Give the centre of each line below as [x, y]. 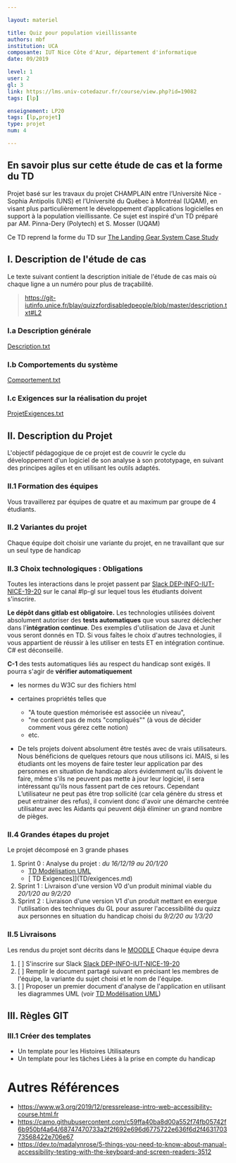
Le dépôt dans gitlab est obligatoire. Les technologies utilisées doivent [111, 613]
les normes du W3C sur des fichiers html [77, 685]
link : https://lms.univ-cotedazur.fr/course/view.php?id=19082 [102, 91]
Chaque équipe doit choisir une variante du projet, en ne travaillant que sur [116, 543]
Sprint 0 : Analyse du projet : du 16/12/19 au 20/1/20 [93, 863]
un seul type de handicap [44, 550]
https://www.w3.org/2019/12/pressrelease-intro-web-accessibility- [115, 1107]
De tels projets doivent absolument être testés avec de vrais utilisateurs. [122, 749]
